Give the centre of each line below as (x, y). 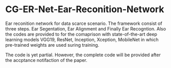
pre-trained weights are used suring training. (52, 45)
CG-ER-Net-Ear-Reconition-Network (85, 9)
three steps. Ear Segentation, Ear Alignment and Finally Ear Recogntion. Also (86, 28)
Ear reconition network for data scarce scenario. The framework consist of (84, 23)
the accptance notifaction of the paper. (46, 60)
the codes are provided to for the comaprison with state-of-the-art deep (81, 34)
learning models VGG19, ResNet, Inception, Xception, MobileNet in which (82, 40)
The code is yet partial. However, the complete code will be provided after (83, 55)
